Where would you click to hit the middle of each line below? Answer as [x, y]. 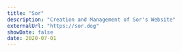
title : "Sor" [26, 13]
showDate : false [30, 32]
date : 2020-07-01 [32, 38]
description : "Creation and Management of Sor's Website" [91, 20]
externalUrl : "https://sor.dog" [53, 26]
